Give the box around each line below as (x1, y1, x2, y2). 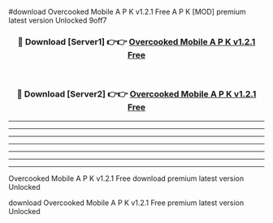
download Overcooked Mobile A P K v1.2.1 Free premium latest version (8, 198, 245, 208)
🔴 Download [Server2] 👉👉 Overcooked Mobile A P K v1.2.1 (16, 88, 257, 100)
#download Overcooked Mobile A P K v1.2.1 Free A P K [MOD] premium (8, 7, 246, 16)
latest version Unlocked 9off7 (8, 15, 107, 25)
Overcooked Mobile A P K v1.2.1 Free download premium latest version (8, 174, 245, 183)
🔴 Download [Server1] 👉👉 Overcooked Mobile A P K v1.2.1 (17, 36, 256, 47)
